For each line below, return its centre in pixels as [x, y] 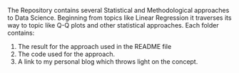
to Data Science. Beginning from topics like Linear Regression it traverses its [119, 18]
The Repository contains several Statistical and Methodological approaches [118, 10]
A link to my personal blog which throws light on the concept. [108, 62]
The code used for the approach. [66, 54]
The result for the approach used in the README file [95, 46]
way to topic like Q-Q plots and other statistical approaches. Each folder [113, 25]
